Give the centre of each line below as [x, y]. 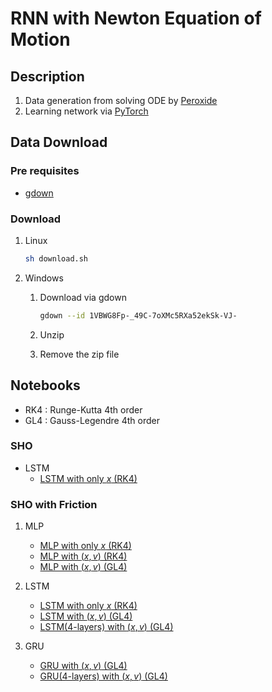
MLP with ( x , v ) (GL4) [83, 567]
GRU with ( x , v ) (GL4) [83, 666]
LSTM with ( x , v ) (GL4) [86, 616]
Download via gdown [83, 297]
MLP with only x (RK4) [85, 546]
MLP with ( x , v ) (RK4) [83, 556]
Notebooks [45, 385]
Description [47, 76]
